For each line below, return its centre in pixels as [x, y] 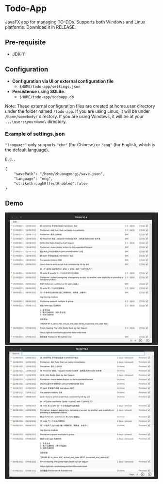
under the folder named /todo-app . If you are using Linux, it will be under [78, 111]
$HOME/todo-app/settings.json [50, 86]
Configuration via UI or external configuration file [63, 81]
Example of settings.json [35, 134]
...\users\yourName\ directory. [36, 121]
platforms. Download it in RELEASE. [41, 27]
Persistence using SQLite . [39, 91]
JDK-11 [19, 54]
